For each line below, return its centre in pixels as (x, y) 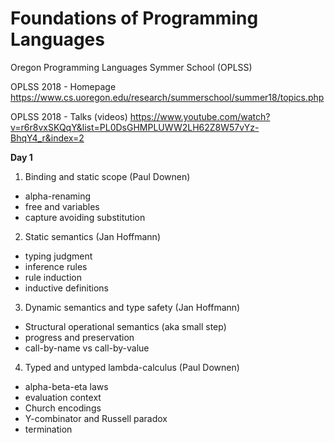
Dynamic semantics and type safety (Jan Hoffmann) (132, 307)
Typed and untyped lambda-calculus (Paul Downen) (132, 367)
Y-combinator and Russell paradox (96, 418)
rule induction (53, 277)
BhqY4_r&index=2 (47, 138)
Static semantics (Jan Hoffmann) (92, 236)
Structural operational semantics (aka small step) (125, 326)
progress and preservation (79, 337)
